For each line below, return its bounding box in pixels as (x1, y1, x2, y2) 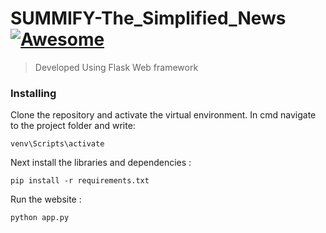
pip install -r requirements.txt (10, 176, 150, 186)
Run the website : (10, 193, 82, 206)
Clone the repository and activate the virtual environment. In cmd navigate (10, 109, 317, 121)
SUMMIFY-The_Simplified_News (10, 7, 287, 30)
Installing (10, 86, 57, 100)
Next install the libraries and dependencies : (10, 157, 192, 169)
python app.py (10, 213, 70, 223)
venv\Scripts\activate (10, 139, 105, 149)
